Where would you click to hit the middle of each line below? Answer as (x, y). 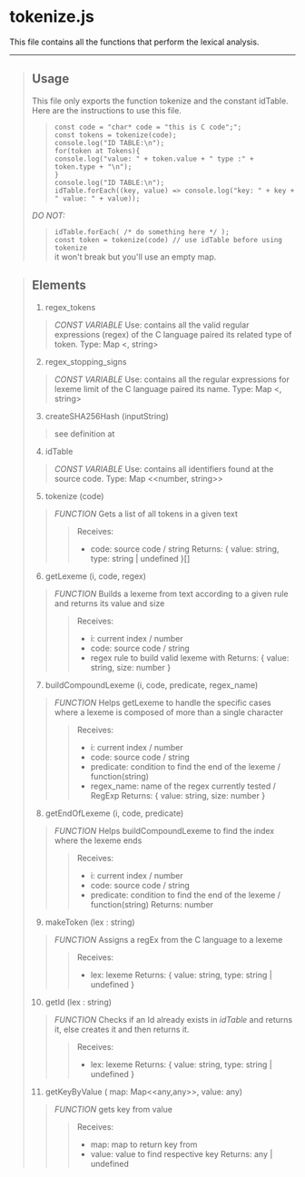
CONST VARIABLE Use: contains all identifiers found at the (164, 468)
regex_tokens (70, 307)
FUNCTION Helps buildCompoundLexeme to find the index (164, 830)
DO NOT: (48, 215)
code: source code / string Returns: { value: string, (185, 549)
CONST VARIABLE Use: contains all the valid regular (152, 325)
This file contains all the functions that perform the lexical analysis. (134, 42)
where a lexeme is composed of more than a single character (169, 712)
